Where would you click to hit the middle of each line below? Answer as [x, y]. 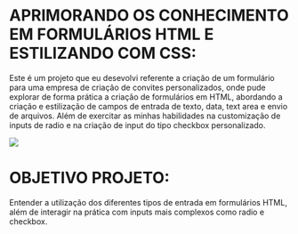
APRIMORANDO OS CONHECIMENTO [149, 16]
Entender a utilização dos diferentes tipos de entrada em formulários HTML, [148, 202]
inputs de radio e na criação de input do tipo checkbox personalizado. [137, 125]
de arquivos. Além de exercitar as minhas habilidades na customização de [145, 116]
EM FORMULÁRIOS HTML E [112, 34]
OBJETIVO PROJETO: [90, 178]
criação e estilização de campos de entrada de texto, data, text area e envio [149, 106]
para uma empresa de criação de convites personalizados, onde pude [137, 87]
